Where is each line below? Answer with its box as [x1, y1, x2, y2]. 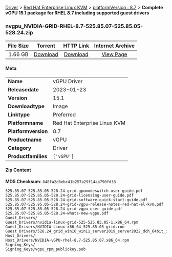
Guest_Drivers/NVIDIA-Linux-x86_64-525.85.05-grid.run [5, 224, 125, 229]
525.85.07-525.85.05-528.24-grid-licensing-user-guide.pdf [5, 192, 134, 198]
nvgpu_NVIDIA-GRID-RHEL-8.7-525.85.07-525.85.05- [5, 23, 143, 30]
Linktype [8, 111, 30, 118]
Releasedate [8, 86, 39, 93]
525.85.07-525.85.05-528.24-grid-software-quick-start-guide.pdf [5, 197, 147, 202]
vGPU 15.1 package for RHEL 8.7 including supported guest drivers [5, 10, 149, 16]
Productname [8, 136, 42, 143]
